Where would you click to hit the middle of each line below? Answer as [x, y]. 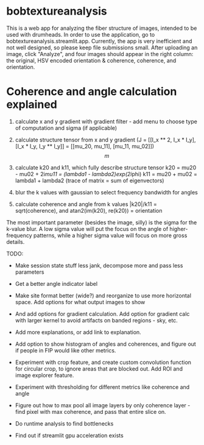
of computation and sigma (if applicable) [66, 128]
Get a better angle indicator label [56, 283]
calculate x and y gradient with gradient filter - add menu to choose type [106, 121]
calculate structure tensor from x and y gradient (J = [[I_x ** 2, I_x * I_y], [105, 140]
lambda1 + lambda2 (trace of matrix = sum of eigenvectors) [90, 180]
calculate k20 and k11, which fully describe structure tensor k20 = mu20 [106, 167]
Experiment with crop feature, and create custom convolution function [103, 362]
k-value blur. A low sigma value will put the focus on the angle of [87, 229]
